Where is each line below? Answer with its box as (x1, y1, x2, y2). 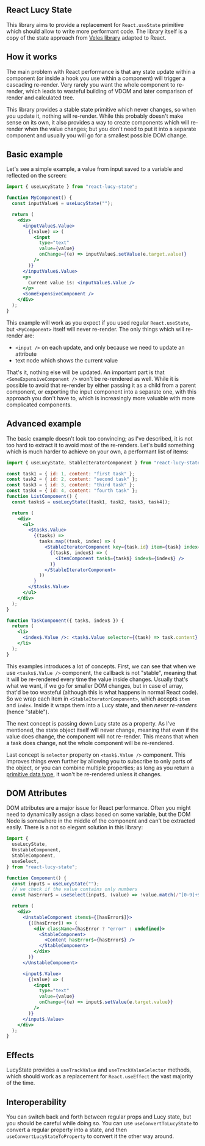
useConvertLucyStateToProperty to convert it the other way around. (6, 1132, 174, 1140)
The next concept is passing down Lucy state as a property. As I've (6, 719, 176, 727)
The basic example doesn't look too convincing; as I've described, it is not (6, 434, 193, 442)
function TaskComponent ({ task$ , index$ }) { (6, 618, 124, 624)
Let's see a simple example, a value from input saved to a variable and (6, 165, 183, 173)
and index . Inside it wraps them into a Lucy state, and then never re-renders (6, 701, 197, 708)
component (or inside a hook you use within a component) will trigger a (6, 74, 186, 82)
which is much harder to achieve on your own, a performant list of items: (6, 448, 189, 455)
